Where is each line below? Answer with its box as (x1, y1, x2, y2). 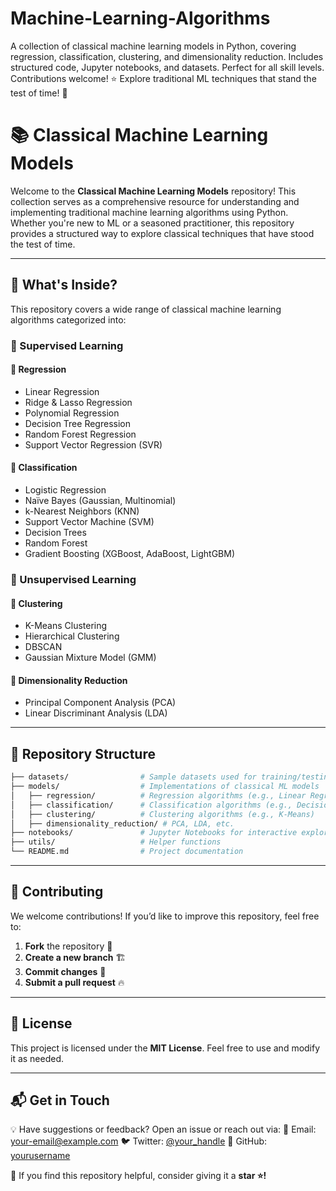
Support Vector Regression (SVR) (24, 438, 163, 451)
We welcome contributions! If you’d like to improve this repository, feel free (10, 910, 320, 922)
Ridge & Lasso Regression (24, 396, 133, 408)
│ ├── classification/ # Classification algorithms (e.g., (10, 800, 293, 810)
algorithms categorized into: (10, 313, 127, 326)
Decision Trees (24, 527, 87, 539)
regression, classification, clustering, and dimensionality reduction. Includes (10, 50, 324, 62)
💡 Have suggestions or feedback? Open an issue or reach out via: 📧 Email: (10, 1123, 317, 1136)
